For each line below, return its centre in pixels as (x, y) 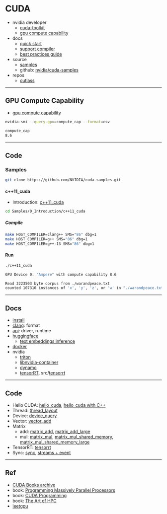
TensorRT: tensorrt (32, 447)
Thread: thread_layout (35, 410)
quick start (31, 43)
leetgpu (20, 506)
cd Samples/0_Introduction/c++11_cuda (45, 212)
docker (20, 347)
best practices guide (41, 54)
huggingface (25, 336)
